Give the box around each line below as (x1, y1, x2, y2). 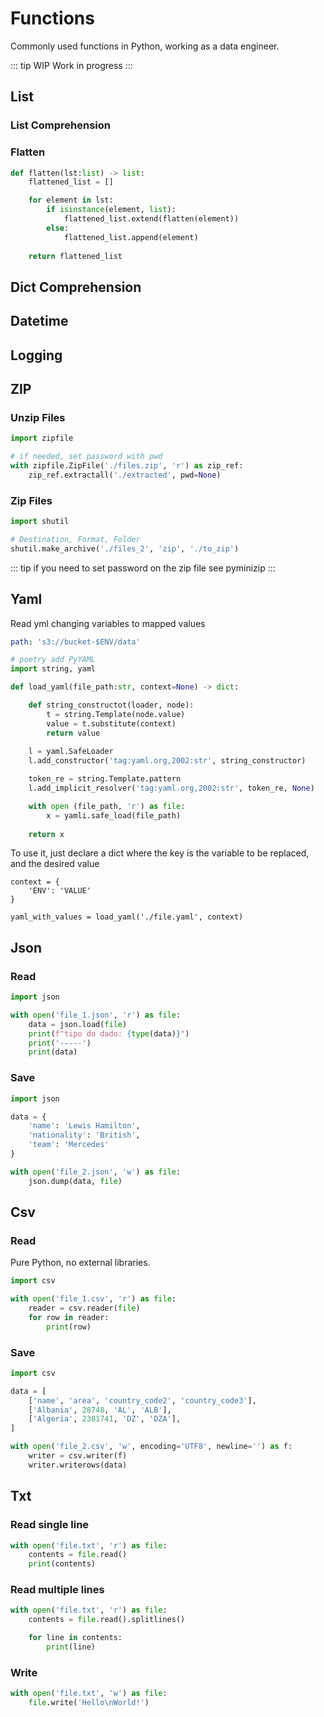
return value (46, 728, 101, 738)
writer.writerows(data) (28, 1460, 128, 1470)
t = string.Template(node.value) (46, 709, 186, 719)
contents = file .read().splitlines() (28, 1615, 186, 1625)
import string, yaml (10, 664, 97, 674)
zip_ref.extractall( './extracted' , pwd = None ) (28, 470, 222, 480)
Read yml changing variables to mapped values (10, 617, 206, 629)
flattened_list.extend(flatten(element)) (63, 214, 240, 224)
